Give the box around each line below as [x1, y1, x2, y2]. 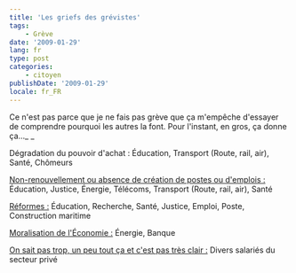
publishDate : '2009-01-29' [9, 79, 109, 88]
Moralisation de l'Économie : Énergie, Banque [9, 227, 176, 238]
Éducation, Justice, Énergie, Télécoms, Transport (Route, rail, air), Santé [9, 183, 273, 194]
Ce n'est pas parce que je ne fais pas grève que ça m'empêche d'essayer [9, 112, 279, 122]
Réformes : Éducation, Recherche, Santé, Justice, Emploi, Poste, [9, 200, 245, 211]
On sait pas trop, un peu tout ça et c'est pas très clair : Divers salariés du [9, 245, 276, 255]
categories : [9, 63, 53, 72]
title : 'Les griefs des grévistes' [9, 12, 141, 22]
